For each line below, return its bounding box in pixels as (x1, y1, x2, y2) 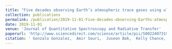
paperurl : (5, 31, 27, 36)
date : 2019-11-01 (5, 21, 42, 27)
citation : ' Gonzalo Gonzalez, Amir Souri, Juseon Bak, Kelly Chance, (5, 36, 166, 41)
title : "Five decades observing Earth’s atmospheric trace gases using (5, 7, 161, 13)
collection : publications (5, 12, 60, 17)
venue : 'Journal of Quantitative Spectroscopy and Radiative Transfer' (5, 27, 161, 32)
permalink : (5, 17, 29, 22)
